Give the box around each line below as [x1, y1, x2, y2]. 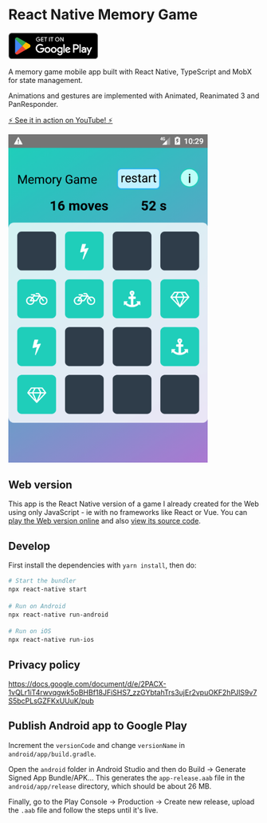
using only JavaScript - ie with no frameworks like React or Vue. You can [8, 508, 248, 517]
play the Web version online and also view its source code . [8, 516, 202, 526]
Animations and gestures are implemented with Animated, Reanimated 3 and [8, 91, 260, 101]
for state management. [8, 76, 84, 85]
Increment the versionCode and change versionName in [8, 740, 186, 750]
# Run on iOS [8, 627, 52, 635]
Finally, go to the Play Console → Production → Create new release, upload [8, 797, 255, 806]
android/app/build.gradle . [8, 749, 96, 758]
